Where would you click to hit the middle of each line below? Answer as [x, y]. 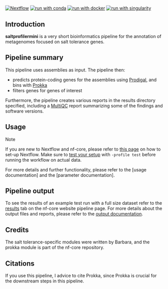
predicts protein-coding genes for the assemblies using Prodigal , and [85, 80]
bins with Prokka [30, 85]
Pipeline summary [34, 58]
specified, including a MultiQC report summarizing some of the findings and [84, 105]
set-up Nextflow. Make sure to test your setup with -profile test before [81, 154]
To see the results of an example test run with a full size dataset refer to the [84, 203]
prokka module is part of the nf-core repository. [55, 247]
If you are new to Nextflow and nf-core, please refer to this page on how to [83, 149]
